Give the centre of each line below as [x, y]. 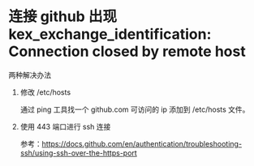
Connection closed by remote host [127, 51]
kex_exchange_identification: [110, 34]
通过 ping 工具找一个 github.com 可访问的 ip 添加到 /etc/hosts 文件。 [135, 109]
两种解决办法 [30, 74]
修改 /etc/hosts [45, 92]
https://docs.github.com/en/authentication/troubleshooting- [142, 143]
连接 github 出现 [63, 17]
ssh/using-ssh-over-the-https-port [79, 153]
